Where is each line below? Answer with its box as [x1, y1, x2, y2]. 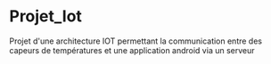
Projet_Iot [9, 6, 83, 27]
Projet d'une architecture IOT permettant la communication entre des [9, 36, 263, 46]
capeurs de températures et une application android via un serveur [9, 44, 256, 55]
